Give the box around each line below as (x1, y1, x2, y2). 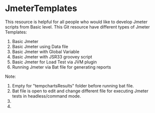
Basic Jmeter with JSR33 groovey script (12, 54, 93, 59)
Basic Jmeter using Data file (12, 43, 69, 49)
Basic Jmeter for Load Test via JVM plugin (12, 59, 97, 65)
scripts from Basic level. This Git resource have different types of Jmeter (5, 24, 150, 29)
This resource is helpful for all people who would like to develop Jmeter (5, 19, 148, 25)
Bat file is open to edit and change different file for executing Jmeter (12, 88, 149, 94)
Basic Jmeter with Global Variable (12, 49, 80, 55)
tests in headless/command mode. (12, 93, 81, 99)
